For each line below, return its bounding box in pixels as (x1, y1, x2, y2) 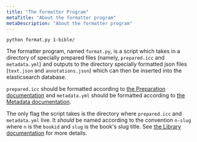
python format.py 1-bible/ (6, 37, 75, 43)
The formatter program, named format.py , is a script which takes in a (6, 48, 180, 55)
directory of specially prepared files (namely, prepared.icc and (6, 54, 165, 62)
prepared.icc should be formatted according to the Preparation (6, 85, 166, 93)
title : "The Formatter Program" (6, 9, 89, 15)
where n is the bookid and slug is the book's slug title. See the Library (6, 123, 182, 130)
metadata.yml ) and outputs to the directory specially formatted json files (6, 60, 187, 68)
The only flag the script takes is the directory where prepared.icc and (6, 110, 182, 118)
